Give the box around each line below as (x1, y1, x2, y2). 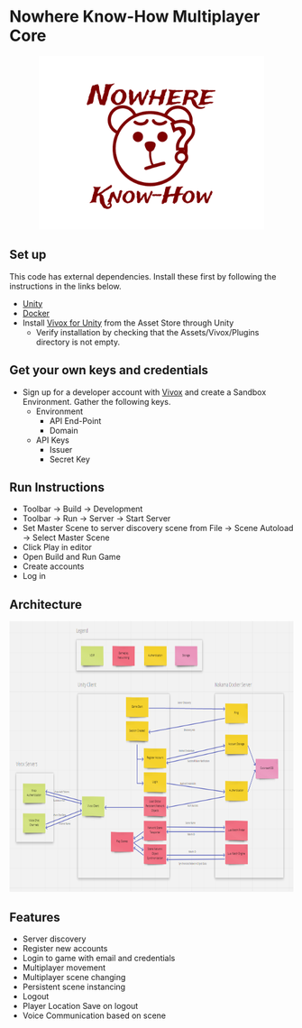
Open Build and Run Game (22, 552, 122, 563)
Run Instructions (9, 480, 105, 495)
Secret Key (49, 454, 90, 464)
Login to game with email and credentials (22, 953, 176, 963)
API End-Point (49, 415, 102, 426)
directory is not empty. (35, 336, 120, 347)
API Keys (35, 435, 69, 445)
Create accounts (22, 561, 85, 572)
